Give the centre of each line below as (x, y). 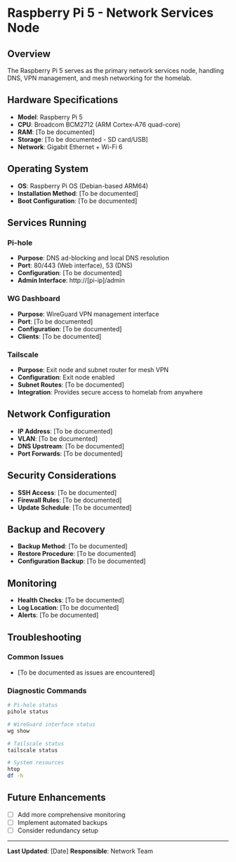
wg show (19, 731)
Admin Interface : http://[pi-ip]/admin (71, 280)
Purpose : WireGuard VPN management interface (88, 314)
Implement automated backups (62, 822)
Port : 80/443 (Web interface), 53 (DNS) (75, 265)
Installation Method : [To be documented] (78, 193)
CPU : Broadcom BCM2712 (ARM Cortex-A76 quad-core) (99, 124)
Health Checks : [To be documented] (71, 600)
